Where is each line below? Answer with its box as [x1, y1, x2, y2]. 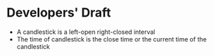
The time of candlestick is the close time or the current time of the [16, 35, 207, 43]
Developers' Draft [6, 5, 112, 21]
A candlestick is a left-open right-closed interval [16, 28, 155, 36]
